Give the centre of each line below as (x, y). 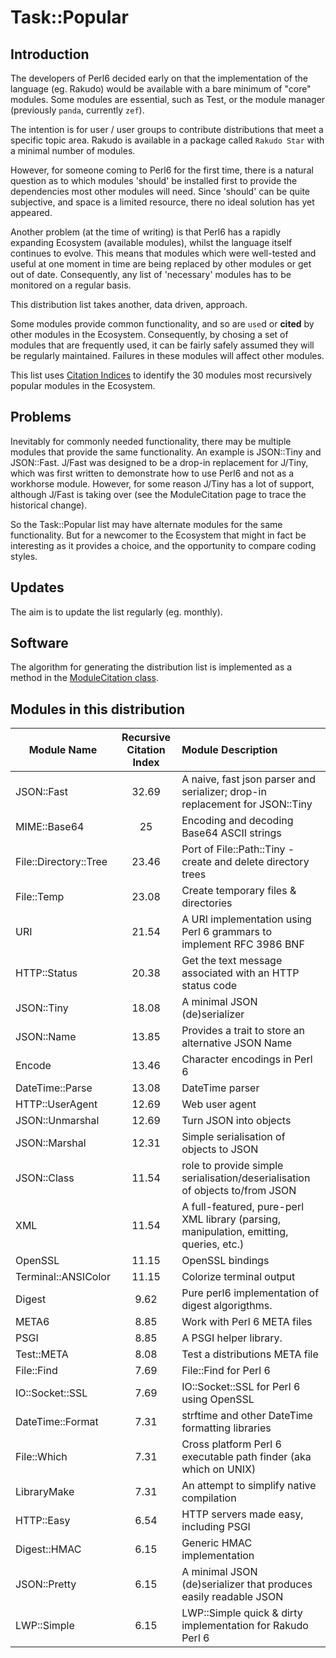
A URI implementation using (246, 919)
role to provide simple (232, 1166)
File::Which (41, 1457)
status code (209, 986)
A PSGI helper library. (232, 1338)
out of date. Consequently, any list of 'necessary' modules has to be (151, 274)
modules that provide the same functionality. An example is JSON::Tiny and (166, 452)
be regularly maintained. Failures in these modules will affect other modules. (167, 355)
